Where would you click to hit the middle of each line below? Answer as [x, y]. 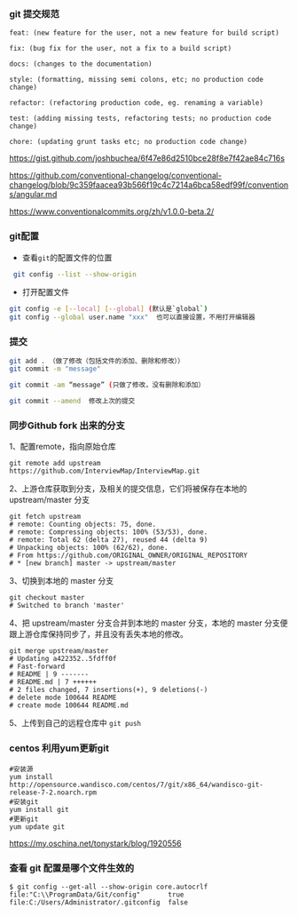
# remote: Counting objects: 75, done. [83, 525]
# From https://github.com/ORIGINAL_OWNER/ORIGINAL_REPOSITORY [129, 556]
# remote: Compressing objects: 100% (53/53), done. [109, 532]
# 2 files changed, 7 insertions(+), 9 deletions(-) [109, 690]
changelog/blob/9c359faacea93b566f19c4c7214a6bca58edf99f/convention [149, 185]
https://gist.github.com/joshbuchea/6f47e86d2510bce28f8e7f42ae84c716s [147, 158]
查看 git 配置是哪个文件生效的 [72, 868]
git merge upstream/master [59, 651]
